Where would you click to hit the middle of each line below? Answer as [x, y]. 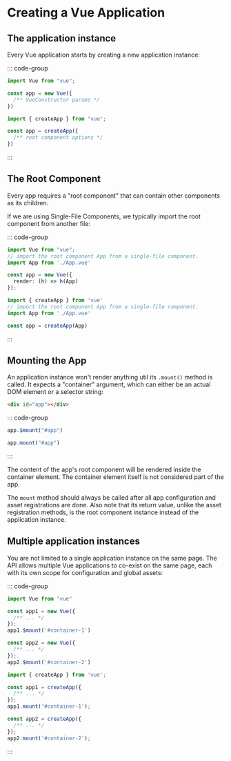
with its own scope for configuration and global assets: [85, 572]
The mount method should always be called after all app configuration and [111, 498]
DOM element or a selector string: [55, 392]
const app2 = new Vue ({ [41, 643]
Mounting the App [47, 360]
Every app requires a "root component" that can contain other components [114, 196]
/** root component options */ [58, 138]
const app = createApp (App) [48, 326]
